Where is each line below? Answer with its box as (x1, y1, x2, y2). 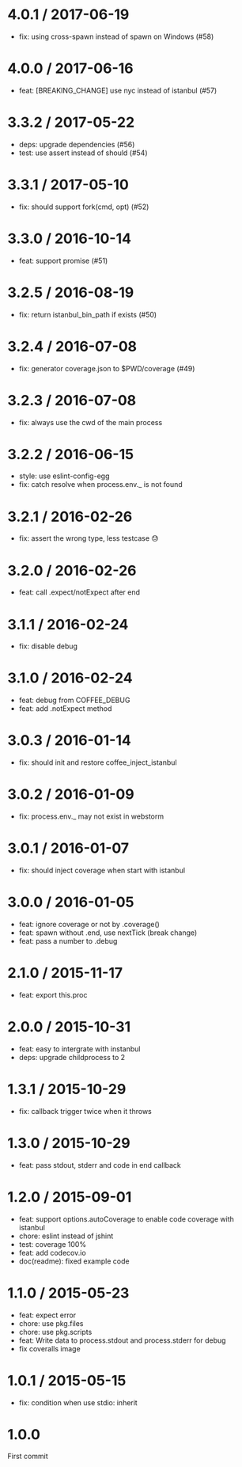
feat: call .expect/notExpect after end (18, 587, 140, 597)
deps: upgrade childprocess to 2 (18, 1052, 126, 1062)
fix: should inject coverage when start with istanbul (18, 865, 186, 875)
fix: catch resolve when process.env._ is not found (18, 480, 183, 489)
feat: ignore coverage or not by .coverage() (18, 919, 160, 929)
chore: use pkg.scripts (18, 1327, 93, 1336)
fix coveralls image (18, 1343, 81, 1353)
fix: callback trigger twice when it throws (18, 1106, 152, 1115)
